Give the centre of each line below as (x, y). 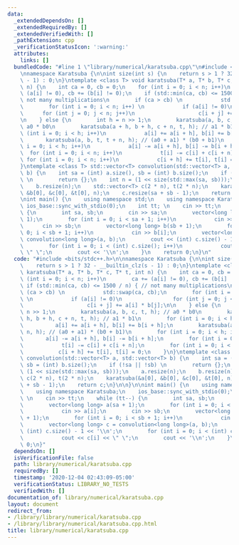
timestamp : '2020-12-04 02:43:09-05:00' (74, 478)
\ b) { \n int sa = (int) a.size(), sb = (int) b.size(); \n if (124, 173)
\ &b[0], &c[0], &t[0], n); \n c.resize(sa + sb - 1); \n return (126, 193)
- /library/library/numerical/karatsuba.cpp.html (83, 524)
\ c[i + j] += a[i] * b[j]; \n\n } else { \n (121, 306)
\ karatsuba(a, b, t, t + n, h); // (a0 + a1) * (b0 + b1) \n (122, 140)
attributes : (32, 54)
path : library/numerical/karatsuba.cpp (73, 464)
